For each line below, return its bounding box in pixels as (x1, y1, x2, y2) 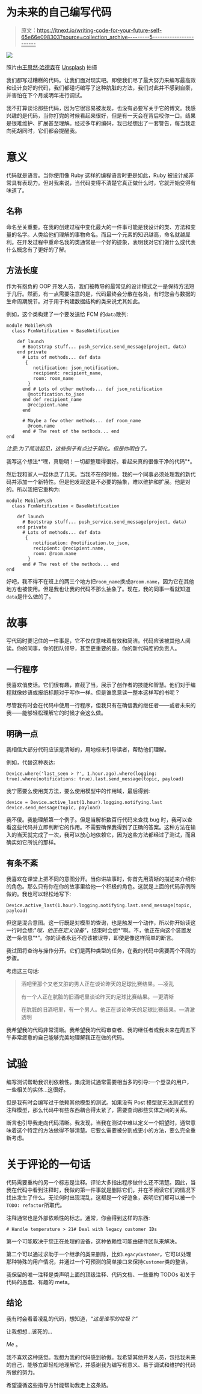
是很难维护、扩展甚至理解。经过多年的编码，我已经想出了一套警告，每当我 (6, 119, 191, 127)
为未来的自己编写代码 (6, 5, 112, 19)
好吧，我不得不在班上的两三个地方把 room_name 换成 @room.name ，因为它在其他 (6, 577, 195, 585)
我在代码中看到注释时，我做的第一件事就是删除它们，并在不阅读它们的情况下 (6, 1186, 196, 1193)
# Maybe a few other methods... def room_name (22, 417, 141, 423)
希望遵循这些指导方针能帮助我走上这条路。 (6, 1381, 112, 1389)
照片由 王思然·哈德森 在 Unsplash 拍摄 (6, 63, 97, 71)
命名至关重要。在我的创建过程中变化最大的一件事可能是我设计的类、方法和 (6, 223, 191, 230)
